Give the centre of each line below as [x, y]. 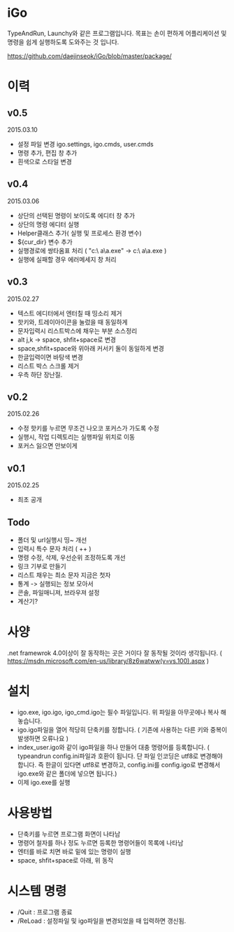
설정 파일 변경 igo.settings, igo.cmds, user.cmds [85, 144]
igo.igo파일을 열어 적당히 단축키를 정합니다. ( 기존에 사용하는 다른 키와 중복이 [122, 729]
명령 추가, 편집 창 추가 [47, 153]
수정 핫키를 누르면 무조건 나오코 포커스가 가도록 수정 [88, 428]
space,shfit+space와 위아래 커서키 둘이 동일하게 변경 [90, 348]
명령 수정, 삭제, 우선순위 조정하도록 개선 [71, 558]
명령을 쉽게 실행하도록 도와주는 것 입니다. [63, 42]
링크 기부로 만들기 [42, 566]
